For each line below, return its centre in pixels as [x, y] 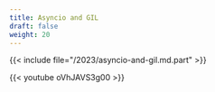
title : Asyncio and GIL [54, 18]
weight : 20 [30, 34]
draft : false [34, 26]
